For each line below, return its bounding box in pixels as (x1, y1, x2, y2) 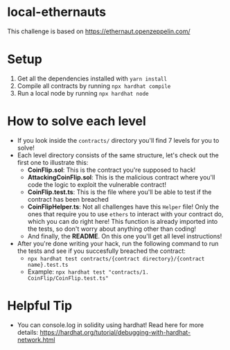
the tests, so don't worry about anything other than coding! (27, 225, 196, 233)
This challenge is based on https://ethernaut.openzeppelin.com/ (7, 27, 191, 35)
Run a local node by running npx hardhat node (17, 89, 149, 97)
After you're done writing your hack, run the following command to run (17, 239, 219, 247)
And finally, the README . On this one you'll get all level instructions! (27, 231, 222, 240)
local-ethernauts (7, 4, 107, 20)
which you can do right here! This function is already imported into (27, 217, 218, 225)
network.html (17, 335, 55, 344)
